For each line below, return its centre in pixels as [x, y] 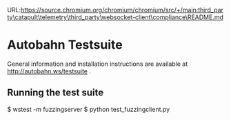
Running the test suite [56, 93]
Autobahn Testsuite [65, 45]
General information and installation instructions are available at [98, 64]
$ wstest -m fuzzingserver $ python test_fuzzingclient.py [89, 109]
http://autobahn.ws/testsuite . [49, 71]
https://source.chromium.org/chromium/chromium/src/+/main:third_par [122, 10]
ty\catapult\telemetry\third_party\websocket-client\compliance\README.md [115, 17]
